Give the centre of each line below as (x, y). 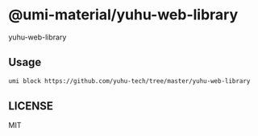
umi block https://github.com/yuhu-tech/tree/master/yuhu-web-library (129, 81)
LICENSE (31, 106)
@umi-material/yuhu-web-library (123, 15)
